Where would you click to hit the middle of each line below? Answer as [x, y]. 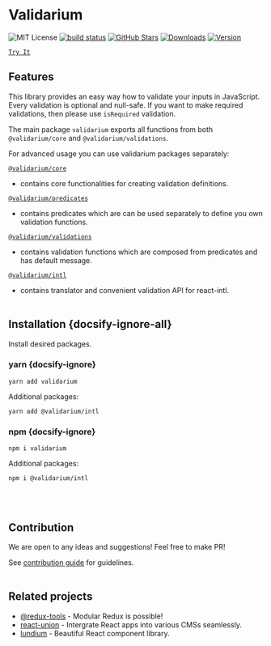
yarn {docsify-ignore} [52, 364]
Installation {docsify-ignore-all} [90, 324]
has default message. [56, 260]
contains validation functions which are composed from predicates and [139, 252]
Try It [19, 52]
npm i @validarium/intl [49, 478]
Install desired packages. [50, 344]
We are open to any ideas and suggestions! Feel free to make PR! [117, 546]
